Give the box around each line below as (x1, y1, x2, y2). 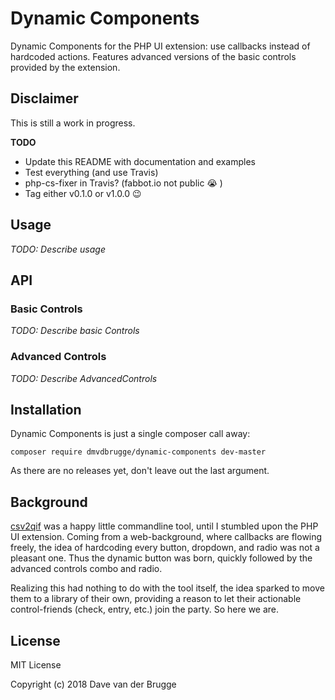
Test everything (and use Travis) (24, 166, 159, 178)
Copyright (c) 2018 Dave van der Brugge (10, 678, 177, 690)
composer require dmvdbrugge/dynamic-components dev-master (10, 447, 267, 457)
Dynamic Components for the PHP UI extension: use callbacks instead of (10, 40, 311, 52)
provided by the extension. (10, 61, 121, 73)
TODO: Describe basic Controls (10, 325, 140, 337)
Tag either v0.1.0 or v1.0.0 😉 (24, 187, 142, 199)
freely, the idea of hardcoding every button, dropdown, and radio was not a (10, 542, 320, 554)
